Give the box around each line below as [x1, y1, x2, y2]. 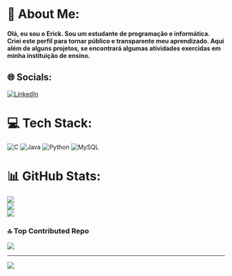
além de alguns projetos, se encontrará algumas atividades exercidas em [7, 44, 221, 52]
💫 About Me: [7, 6, 80, 22]
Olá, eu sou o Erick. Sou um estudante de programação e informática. [7, 29, 211, 37]
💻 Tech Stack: [7, 115, 93, 130]
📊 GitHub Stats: [7, 168, 101, 184]
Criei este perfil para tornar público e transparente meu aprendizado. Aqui [7, 37, 224, 45]
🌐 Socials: [7, 72, 52, 83]
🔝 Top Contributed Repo [7, 226, 90, 236]
